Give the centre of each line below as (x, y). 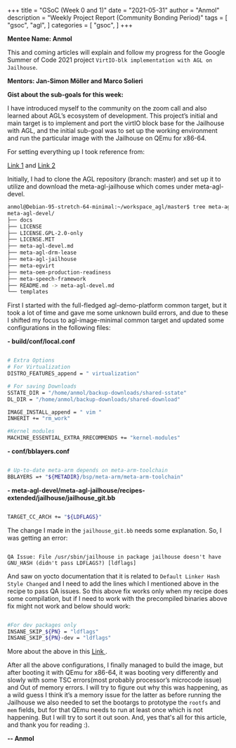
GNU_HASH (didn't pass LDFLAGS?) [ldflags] (72, 563)
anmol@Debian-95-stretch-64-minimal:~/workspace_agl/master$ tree (106, 207)
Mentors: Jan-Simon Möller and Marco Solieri (75, 81)
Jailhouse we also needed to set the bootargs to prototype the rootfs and (114, 702)
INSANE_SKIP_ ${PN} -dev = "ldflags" (59, 638)
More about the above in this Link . (57, 652)
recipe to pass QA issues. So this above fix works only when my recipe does (118, 591)
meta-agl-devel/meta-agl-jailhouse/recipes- (78, 490)
